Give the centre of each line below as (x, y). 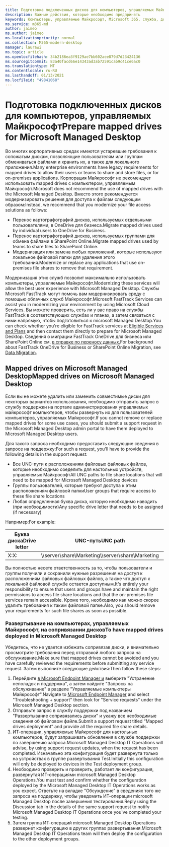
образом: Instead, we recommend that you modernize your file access (78, 204)
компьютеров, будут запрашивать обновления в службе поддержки (86, 737)
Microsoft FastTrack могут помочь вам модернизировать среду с (75, 294)
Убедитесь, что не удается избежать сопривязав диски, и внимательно (82, 647)
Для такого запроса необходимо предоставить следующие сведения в (82, 443)
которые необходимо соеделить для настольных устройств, (78, 469)
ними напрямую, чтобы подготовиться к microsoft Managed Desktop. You (83, 320)
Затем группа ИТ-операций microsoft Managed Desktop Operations (84, 823)
